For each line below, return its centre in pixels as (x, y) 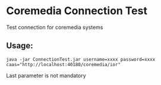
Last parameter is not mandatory (46, 76)
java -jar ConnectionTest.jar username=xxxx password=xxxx (81, 59)
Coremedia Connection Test (77, 11)
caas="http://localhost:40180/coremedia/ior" (63, 64)
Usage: (20, 46)
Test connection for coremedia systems (55, 27)
